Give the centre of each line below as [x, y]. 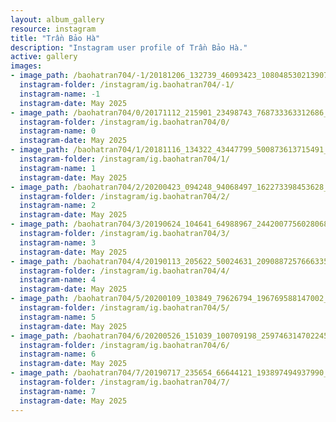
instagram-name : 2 [58, 206]
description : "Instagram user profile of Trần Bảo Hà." [129, 47]
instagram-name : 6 [58, 354]
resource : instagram [53, 29]
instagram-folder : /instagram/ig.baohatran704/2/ [124, 196]
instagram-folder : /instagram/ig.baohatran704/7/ [124, 382]
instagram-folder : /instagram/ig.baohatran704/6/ [124, 345]
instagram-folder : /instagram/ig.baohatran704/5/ [124, 308]
